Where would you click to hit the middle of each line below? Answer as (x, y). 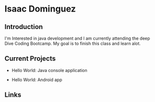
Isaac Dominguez (40, 9)
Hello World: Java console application (49, 70)
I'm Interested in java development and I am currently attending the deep (77, 38)
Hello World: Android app (37, 80)
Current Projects (30, 59)
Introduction (24, 27)
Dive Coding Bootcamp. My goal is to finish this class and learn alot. (73, 44)
